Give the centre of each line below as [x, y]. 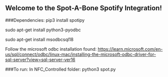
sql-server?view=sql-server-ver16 [40, 60]
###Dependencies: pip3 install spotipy [45, 20]
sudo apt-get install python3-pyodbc [43, 30]
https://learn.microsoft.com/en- [130, 49]
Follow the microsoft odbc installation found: [51, 49]
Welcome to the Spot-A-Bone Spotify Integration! [84, 8]
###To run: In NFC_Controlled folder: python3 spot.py [60, 69]
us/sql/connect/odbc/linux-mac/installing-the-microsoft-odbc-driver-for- [81, 54]
